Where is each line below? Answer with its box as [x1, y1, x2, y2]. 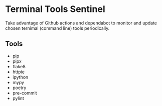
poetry [12, 85, 27, 91]
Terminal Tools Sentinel [5, 3, 105, 15]
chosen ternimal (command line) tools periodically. [5, 25, 110, 31]
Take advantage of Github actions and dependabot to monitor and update [5, 20, 157, 26]
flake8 [12, 63, 26, 69]
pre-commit [12, 90, 37, 96]
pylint [12, 95, 24, 101]
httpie [12, 69, 25, 75]
